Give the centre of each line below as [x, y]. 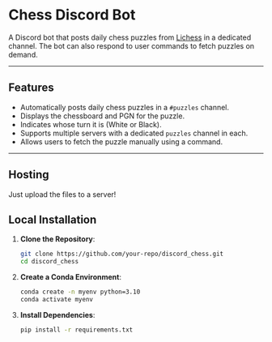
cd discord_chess [49, 262]
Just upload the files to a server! [62, 194]
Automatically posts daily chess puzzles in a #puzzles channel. [124, 107]
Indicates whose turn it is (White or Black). [91, 124]
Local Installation [53, 219]
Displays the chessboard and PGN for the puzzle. [102, 116]
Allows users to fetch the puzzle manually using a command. [121, 141]
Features [31, 88]
